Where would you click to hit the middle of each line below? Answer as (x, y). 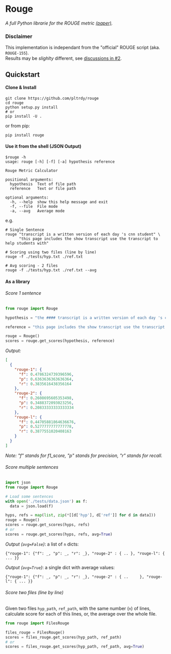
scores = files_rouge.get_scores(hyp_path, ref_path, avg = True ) (75, 647)
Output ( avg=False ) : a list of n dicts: (42, 544)
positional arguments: (29, 180)
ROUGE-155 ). (17, 53)
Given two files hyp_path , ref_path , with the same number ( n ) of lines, (78, 608)
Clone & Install (21, 88)
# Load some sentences (29, 496)
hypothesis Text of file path (43, 184)
